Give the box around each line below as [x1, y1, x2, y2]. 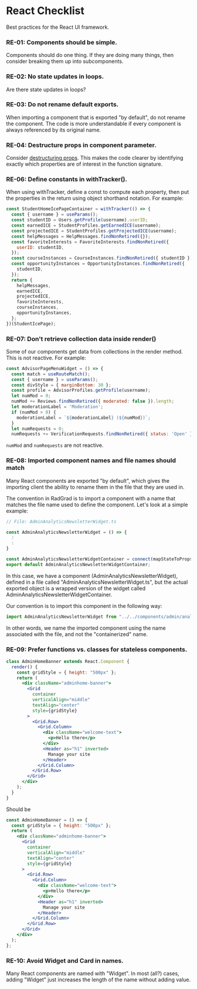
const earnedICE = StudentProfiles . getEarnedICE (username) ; [11, 223, 161, 228]
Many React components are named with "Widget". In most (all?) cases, [6, 970, 180, 977]
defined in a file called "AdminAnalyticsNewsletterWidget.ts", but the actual [6, 578, 188, 586]
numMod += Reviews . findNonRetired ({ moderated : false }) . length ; [11, 398, 175, 405]
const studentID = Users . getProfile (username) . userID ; [11, 217, 148, 223]
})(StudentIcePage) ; [6, 321, 57, 327]
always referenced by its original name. [6, 126, 101, 133]
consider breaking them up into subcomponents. [6, 58, 124, 65]
